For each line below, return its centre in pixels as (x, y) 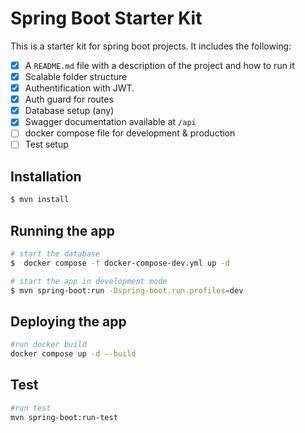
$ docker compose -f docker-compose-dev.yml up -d (120, 263)
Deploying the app (68, 321)
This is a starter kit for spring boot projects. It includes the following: (151, 46)
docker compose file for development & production (130, 133)
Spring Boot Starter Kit (106, 18)
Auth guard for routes (69, 99)
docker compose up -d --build (73, 354)
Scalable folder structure (76, 76)
